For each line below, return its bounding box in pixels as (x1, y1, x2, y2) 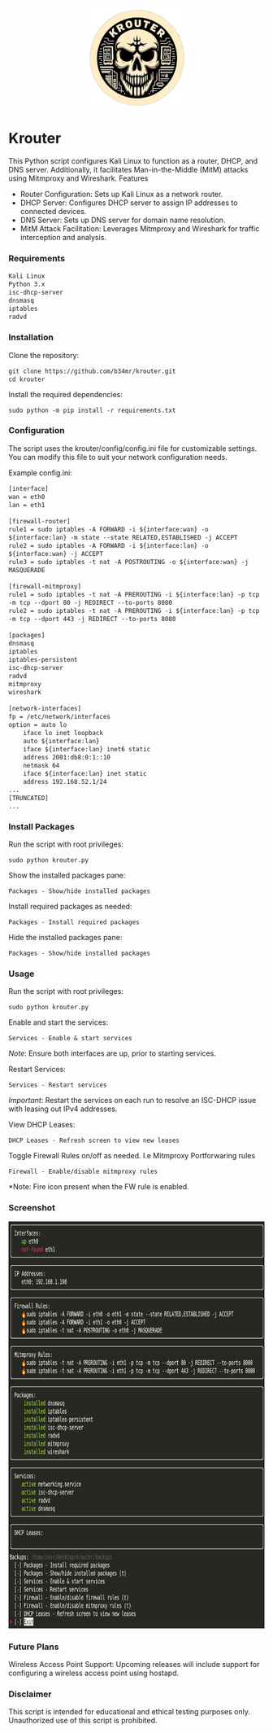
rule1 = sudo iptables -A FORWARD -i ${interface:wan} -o (8, 525, 209, 533)
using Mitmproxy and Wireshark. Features (8, 173, 149, 183)
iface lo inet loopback (23, 729, 104, 737)
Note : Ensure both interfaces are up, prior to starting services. (8, 1048, 217, 1058)
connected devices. (19, 206, 87, 216)
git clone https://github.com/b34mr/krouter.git (8, 367, 176, 375)
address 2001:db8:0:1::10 (23, 753, 111, 761)
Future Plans (8, 1641, 59, 1652)
